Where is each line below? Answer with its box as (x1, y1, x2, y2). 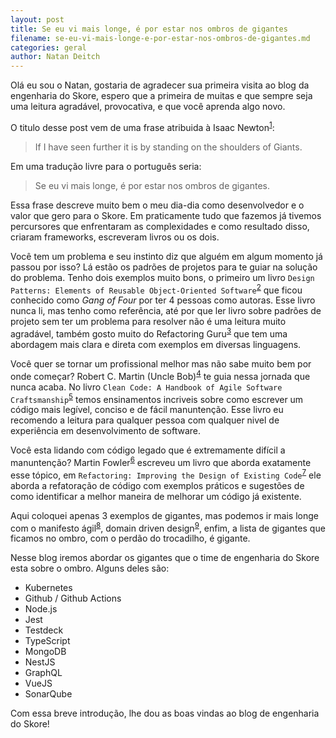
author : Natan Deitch (10, 52, 101, 62)
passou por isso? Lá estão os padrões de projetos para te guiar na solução (10, 261, 318, 273)
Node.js (24, 603, 58, 615)
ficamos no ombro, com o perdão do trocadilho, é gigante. (10, 532, 251, 545)
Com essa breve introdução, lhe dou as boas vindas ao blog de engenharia (10, 707, 320, 720)
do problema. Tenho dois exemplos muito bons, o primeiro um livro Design (10, 271, 315, 283)
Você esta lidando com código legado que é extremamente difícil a (10, 444, 286, 456)
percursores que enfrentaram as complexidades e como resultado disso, (10, 220, 310, 232)
